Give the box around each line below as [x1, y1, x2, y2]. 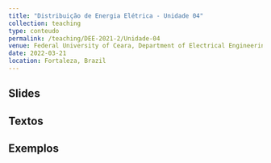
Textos [8, 114, 44, 127]
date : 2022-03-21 [8, 49, 67, 57]
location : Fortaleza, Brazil [8, 57, 106, 65]
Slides [8, 86, 40, 101]
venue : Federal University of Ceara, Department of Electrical [8, 42, 226, 50]
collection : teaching [8, 19, 81, 27]
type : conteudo [8, 27, 60, 35]
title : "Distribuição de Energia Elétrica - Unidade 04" [8, 11, 204, 20]
